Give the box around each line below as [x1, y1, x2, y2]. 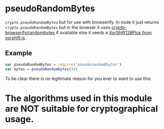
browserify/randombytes [5, 29, 55, 35]
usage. [5, 113, 34, 125]
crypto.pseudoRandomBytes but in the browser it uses [5, 24, 110, 30]
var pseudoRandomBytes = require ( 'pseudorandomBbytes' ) [5, 62, 122, 67]
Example [5, 49, 32, 57]
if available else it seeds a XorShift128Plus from [55, 29, 152, 35]
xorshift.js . [5, 35, 27, 41]
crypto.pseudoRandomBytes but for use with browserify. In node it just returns [5, 19, 159, 25]
